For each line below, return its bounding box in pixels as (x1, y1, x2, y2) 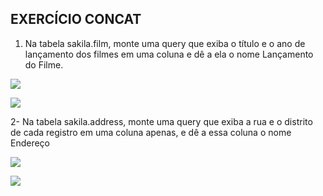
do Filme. (24, 58, 64, 71)
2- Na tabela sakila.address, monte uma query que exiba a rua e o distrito (10, 115, 313, 127)
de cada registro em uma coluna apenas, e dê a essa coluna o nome (10, 126, 292, 138)
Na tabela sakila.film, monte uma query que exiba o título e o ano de (24, 37, 306, 49)
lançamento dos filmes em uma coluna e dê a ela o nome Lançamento (24, 48, 314, 60)
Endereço (10, 137, 51, 149)
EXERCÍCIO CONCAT (10, 11, 142, 28)
